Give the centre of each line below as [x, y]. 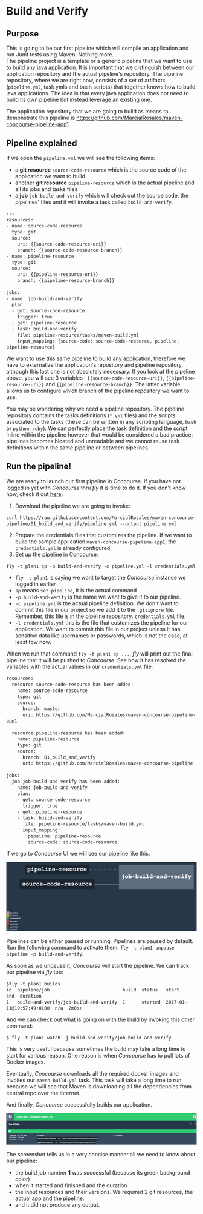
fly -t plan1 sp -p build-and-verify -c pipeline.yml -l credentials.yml [101, 566]
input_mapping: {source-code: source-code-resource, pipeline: [98, 341]
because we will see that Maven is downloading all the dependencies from [99, 1087]
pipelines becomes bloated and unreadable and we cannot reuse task [93, 441]
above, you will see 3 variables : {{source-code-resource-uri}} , [85, 378]
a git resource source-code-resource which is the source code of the [101, 169]
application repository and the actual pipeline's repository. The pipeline [95, 74]
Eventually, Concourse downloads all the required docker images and [93, 1074]
